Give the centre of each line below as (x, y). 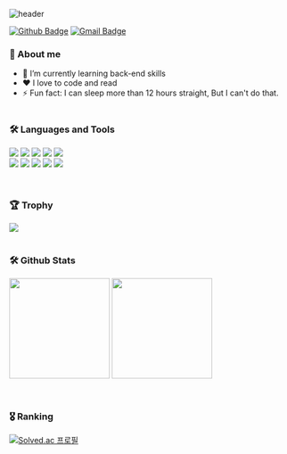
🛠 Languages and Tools (62, 129)
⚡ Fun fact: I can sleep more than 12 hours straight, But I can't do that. (150, 93)
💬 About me (35, 54)
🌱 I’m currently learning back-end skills (94, 74)
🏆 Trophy (31, 205)
